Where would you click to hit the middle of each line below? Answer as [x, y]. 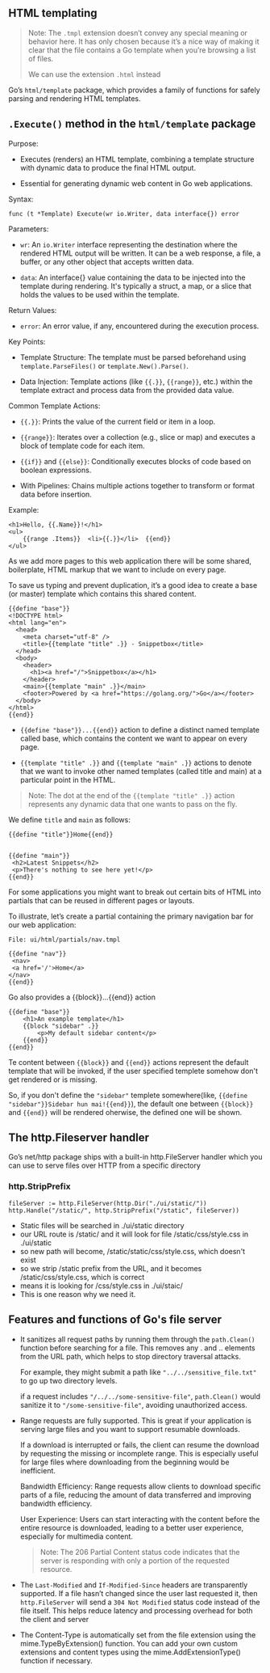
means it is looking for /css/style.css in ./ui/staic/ [101, 1286]
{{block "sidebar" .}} [61, 1026]
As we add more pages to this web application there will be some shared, [130, 560]
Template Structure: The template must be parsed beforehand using [133, 357]
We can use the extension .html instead [94, 74]
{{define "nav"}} [37, 953]
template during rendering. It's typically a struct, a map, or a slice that [136, 285]
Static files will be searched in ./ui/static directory [102, 1225]
